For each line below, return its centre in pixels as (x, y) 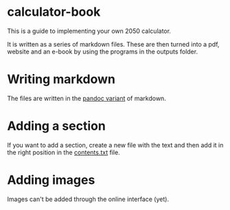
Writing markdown (61, 79)
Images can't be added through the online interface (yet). (88, 199)
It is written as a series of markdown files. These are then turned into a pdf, (113, 44)
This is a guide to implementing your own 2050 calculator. (89, 31)
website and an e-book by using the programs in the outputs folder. (102, 51)
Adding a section (57, 126)
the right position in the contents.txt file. (64, 152)
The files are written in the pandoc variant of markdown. (87, 98)
